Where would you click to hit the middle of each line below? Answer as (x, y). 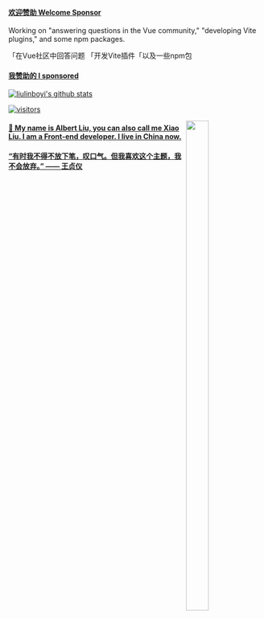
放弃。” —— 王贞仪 (52, 166)
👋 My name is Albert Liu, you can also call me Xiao (94, 128)
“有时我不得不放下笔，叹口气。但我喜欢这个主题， (91, 156)
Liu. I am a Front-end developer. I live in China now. (95, 136)
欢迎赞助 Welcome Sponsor (55, 12)
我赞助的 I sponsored (43, 76)
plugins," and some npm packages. (67, 39)
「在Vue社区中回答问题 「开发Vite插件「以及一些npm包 (100, 55)
